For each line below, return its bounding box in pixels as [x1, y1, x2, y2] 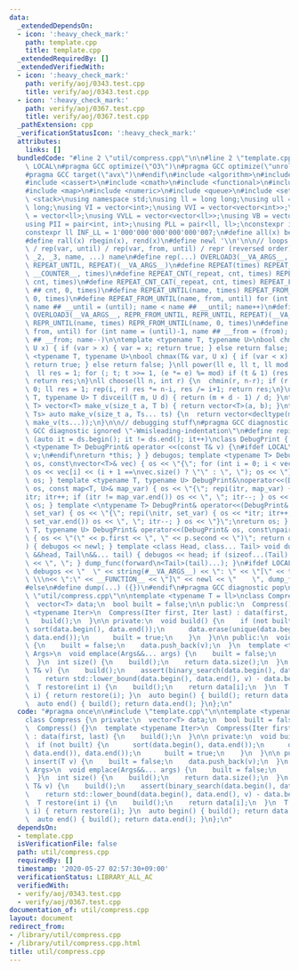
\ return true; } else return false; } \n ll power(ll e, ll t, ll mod [25, 360, 289, 369]
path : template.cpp [25, 37, 98, 47]
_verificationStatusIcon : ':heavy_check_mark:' [17, 129, 198, 138]
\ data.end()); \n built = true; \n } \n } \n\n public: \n [25, 633, 269, 642]
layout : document [9, 914, 74, 923]
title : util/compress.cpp [9, 947, 105, 956]
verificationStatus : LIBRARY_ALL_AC [17, 872, 153, 881]
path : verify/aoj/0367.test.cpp [25, 104, 145, 113]
